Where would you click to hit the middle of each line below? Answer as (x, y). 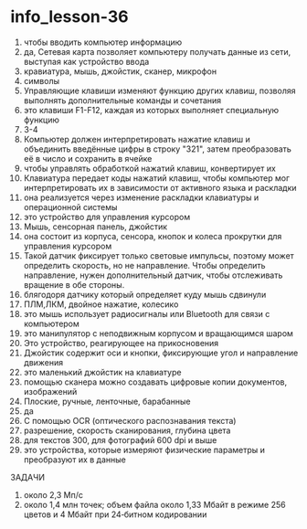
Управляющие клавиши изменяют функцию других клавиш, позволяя (159, 90)
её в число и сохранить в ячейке (88, 158)
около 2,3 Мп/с (53, 494)
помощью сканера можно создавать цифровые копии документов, (155, 382)
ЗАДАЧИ (27, 477)
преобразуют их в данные (74, 460)
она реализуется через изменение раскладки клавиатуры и (141, 197)
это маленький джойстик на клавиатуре (102, 372)
